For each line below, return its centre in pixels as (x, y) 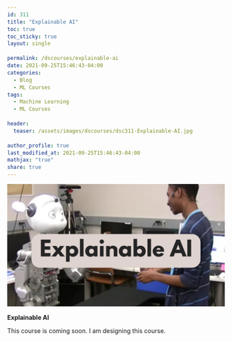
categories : (24, 72)
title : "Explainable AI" (43, 22)
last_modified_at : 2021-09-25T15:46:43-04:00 (74, 153)
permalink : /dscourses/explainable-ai (63, 59)
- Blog (23, 80)
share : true (24, 168)
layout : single (29, 44)
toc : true (21, 29)
